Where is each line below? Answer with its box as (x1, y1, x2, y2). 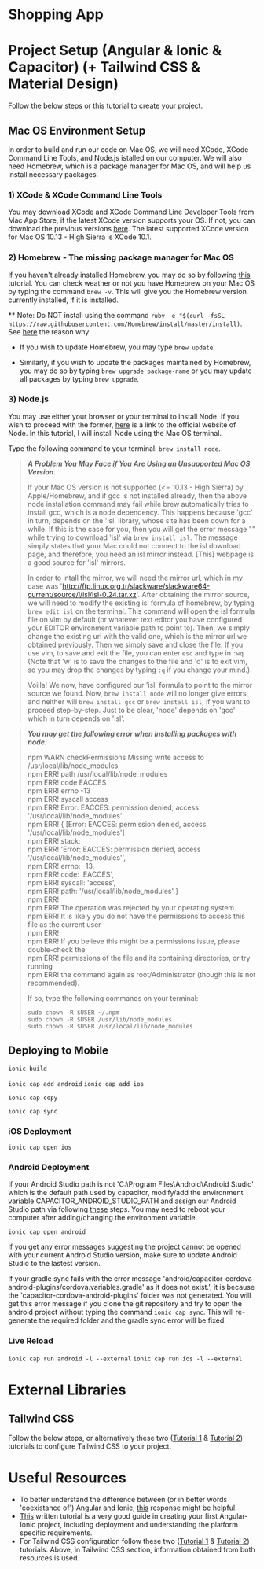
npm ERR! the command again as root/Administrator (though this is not (27, 969, 256, 979)
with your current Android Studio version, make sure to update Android (8, 1250, 238, 1260)
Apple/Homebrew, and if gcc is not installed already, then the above (27, 490, 247, 500)
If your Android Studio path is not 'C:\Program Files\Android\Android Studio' (8, 1180, 254, 1189)
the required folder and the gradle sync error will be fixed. (38, 1316, 226, 1325)
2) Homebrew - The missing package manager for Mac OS (8, 252, 234, 263)
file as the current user (27, 919, 101, 929)
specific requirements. (19, 1528, 93, 1538)
